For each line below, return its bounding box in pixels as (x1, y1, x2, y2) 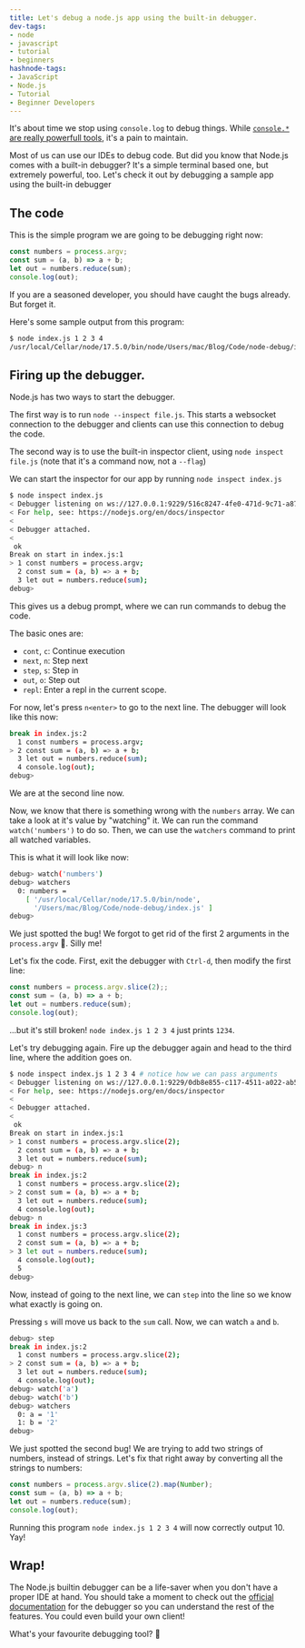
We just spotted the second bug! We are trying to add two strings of (9, 1443, 263, 1454)
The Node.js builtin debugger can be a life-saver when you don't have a (9, 1582, 279, 1593)
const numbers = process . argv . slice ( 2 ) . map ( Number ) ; (9, 1480, 213, 1490)
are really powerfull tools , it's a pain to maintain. (9, 133, 189, 144)
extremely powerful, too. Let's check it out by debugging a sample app (9, 169, 274, 180)
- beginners (9, 55, 54, 65)
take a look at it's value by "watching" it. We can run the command (9, 815, 259, 826)
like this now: (9, 711, 59, 722)
